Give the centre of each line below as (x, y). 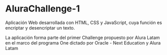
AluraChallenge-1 (43, 9)
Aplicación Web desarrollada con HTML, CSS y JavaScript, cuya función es (84, 22)
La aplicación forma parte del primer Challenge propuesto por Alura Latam (82, 37)
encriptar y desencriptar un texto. (40, 27)
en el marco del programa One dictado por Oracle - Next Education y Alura (83, 42)
